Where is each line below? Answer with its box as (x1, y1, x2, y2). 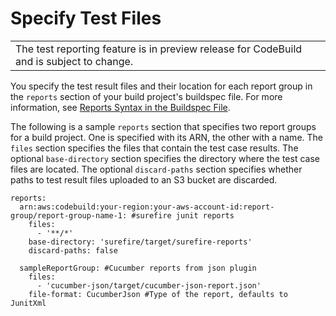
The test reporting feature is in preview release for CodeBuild (15, 42, 303, 56)
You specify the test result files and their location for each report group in (10, 80, 313, 92)
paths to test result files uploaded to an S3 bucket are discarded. (10, 173, 278, 186)
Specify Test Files (10, 7, 162, 30)
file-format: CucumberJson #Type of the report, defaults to (28, 289, 288, 299)
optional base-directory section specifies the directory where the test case (10, 152, 320, 164)
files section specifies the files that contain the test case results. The (10, 142, 299, 154)
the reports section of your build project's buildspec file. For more (10, 90, 283, 102)
